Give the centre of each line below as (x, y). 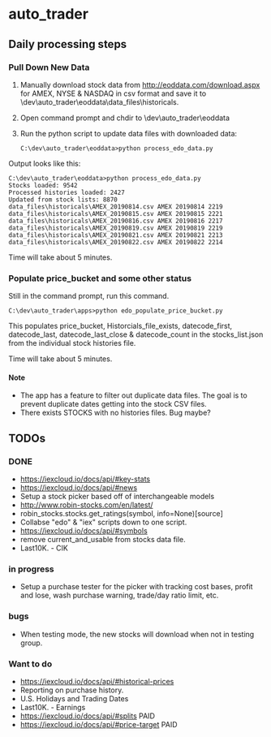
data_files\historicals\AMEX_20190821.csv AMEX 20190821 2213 (116, 235)
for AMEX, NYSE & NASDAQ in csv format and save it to (113, 93)
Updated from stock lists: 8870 (63, 200)
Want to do (30, 664)
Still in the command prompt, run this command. (89, 296)
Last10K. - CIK (44, 548)
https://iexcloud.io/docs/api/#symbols (84, 531)
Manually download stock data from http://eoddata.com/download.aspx (140, 84)
